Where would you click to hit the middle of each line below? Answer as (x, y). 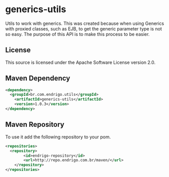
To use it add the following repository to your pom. (58, 137)
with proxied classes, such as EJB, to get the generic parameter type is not (84, 28)
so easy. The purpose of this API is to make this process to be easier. (77, 34)
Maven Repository (35, 125)
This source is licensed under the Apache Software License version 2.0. (80, 62)
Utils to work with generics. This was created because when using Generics (85, 23)
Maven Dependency (38, 78)
